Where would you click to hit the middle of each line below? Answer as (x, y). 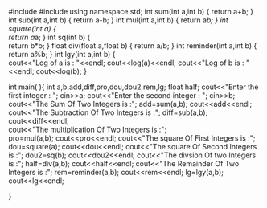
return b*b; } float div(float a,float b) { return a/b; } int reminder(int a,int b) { (133, 46)
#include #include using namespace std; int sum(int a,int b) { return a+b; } (131, 12)
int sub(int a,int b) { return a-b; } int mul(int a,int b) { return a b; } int (119, 20)
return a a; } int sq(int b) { (49, 37)
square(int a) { (32, 29)
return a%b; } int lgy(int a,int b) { (62, 54)
